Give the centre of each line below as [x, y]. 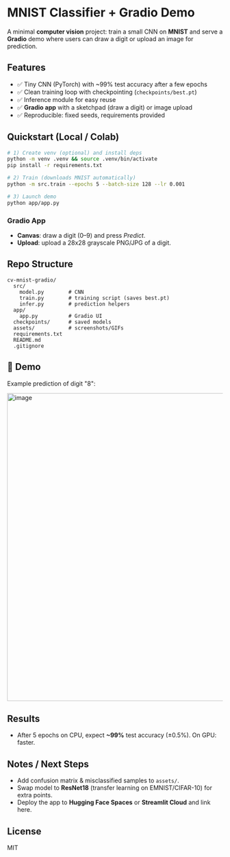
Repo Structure [40, 264]
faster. [26, 743]
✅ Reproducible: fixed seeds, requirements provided [91, 115]
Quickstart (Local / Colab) [63, 137]
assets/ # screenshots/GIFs [69, 328]
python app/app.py [33, 203]
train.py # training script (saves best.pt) [94, 298]
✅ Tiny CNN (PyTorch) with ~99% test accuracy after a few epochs [112, 84]
